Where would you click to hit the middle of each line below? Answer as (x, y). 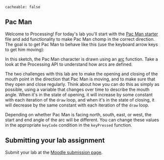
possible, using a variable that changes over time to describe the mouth (77, 89)
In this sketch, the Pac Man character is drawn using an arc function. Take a (82, 59)
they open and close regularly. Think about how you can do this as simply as (82, 84)
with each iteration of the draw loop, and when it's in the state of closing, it (80, 100)
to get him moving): (25, 50)
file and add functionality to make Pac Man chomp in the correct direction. (80, 39)
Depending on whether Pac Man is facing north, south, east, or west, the (78, 114)
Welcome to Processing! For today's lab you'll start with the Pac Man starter (82, 34)
